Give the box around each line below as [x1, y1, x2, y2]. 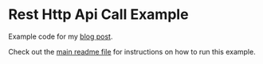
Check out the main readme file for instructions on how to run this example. [8, 47, 257, 56]
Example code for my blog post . [8, 32, 113, 41]
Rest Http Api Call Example [8, 6, 189, 24]
